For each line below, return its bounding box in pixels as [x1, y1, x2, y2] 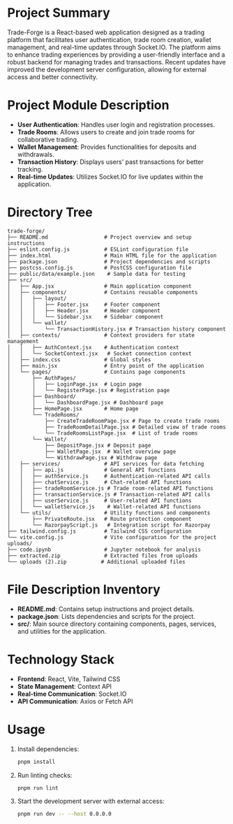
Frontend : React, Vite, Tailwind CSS [17, 674, 121, 683]
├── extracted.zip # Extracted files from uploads [7, 552, 198, 559]
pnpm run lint [17, 784, 59, 792]
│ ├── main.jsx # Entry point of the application [7, 362, 204, 369]
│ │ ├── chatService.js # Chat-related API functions [7, 478, 192, 486]
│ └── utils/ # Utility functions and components [7, 509, 211, 516]
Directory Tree [7, 204, 93, 221]
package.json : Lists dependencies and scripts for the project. [17, 612, 195, 620]
